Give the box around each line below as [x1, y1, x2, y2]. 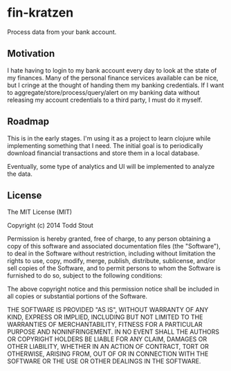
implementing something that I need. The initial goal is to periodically [7, 141, 203, 150]
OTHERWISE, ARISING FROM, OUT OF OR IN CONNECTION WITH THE [7, 350, 209, 358]
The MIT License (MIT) [7, 208, 73, 216]
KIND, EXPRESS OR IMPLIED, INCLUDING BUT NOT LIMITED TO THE [7, 313, 203, 321]
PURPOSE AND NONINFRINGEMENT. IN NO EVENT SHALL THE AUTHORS [7, 327, 220, 336]
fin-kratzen [7, 5, 74, 21]
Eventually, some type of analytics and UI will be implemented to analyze [7, 162, 215, 170]
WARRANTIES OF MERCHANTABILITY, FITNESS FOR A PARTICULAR [7, 320, 203, 329]
